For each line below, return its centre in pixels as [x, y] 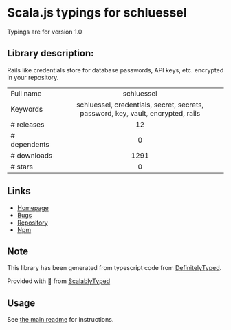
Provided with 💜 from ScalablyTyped [59, 281]
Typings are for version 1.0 [45, 32]
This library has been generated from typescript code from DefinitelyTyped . [114, 268]
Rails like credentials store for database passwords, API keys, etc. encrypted [115, 70]
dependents [30, 144]
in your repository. [33, 77]
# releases [27, 124]
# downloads [32, 155]
